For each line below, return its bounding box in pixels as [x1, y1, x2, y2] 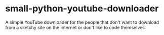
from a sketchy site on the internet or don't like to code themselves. [5, 24, 146, 30]
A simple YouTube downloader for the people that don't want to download [5, 19, 159, 25]
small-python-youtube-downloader [5, 3, 159, 14]
